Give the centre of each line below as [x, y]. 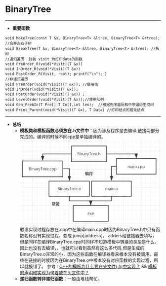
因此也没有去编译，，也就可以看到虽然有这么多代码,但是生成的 [82, 248]
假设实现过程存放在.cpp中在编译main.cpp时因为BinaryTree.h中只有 [88, 230]
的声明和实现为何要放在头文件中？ [54, 273]
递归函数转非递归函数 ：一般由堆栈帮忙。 [61, 279]
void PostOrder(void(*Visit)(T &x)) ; [45, 94]
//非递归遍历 [17, 79]
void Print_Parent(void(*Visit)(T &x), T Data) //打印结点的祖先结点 [75, 110]
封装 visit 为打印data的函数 [56, 59]
